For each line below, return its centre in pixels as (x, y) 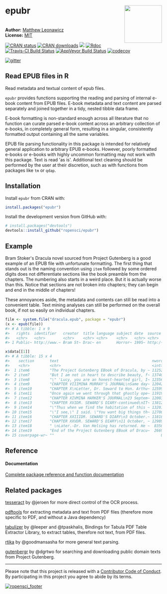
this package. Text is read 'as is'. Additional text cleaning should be (74, 159)
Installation (23, 186)
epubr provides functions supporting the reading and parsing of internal (78, 98)
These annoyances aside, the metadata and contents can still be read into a (83, 299)
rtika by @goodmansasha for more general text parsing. (62, 542)
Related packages (34, 490)
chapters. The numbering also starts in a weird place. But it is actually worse (83, 279)
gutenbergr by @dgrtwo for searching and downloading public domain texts (83, 552)
